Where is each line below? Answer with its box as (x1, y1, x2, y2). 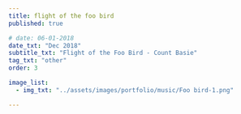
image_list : (8, 78, 49, 87)
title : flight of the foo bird (8, 11, 114, 20)
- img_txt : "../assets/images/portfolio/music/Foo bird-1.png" (15, 86, 234, 94)
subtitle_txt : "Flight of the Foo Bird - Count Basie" (8, 49, 198, 57)
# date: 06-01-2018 (8, 34, 75, 42)
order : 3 (8, 64, 38, 73)
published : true (8, 19, 63, 27)
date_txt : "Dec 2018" (8, 41, 82, 49)
